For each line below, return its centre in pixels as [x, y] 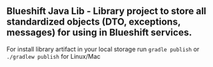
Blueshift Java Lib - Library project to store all [106, 11]
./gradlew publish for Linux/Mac [54, 56]
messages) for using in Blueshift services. [99, 32]
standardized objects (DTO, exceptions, [94, 22]
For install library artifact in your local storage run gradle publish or [103, 49]
